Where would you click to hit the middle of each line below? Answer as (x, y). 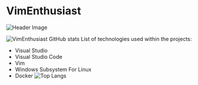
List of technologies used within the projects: (136, 39)
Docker (24, 75)
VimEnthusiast (44, 11)
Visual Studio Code (39, 56)
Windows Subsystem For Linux (53, 69)
